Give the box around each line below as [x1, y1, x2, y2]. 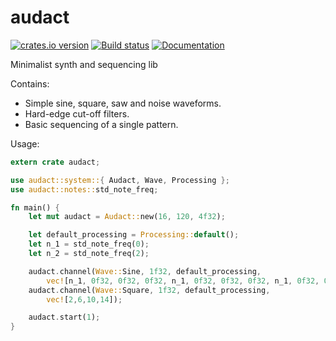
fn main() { [10, 202, 60, 213]
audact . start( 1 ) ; [28, 312, 101, 323]
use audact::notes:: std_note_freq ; [10, 184, 159, 195]
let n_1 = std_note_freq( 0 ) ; [28, 239, 150, 250]
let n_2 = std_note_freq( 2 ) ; [28, 249, 150, 259]
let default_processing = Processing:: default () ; [28, 230, 240, 240]
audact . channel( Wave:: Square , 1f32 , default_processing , [28, 285, 271, 295]
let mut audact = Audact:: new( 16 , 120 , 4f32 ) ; [28, 212, 226, 222]
